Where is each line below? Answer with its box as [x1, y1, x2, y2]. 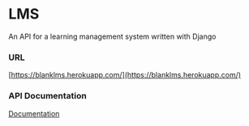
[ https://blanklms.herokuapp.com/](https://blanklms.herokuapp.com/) [8, 70, 242, 80]
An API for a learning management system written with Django [8, 31, 217, 41]
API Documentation [8, 90, 88, 102]
